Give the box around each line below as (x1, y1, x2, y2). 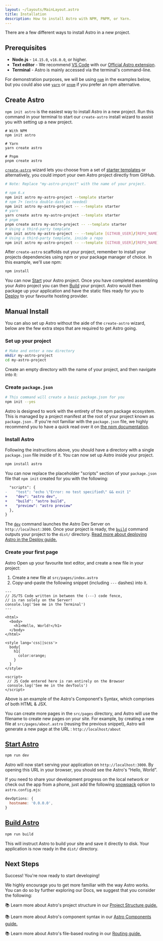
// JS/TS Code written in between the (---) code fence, (5, 593, 123, 598)
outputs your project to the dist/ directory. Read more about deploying (5, 531, 147, 537)
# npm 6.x (5, 190, 25, 195)
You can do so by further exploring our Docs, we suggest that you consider (5, 887, 156, 893)
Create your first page (5, 549, 58, 556)
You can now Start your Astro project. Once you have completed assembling (5, 277, 158, 283)
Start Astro (5, 740, 39, 748)
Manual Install (5, 307, 49, 315)
